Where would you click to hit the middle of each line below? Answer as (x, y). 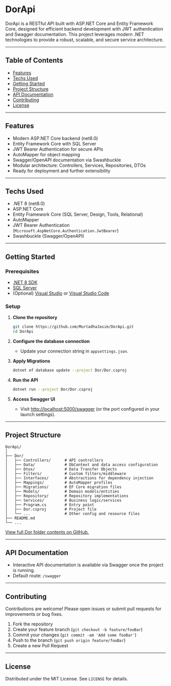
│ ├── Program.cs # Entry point (50, 505)
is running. (24, 570)
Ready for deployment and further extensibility (62, 170)
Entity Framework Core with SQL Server (54, 144)
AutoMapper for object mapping (46, 154)
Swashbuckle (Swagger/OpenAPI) (48, 236)
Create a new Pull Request (40, 646)
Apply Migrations (31, 361)
